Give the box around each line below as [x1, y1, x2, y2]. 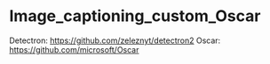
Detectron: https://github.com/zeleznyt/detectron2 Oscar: [9, 35, 221, 46]
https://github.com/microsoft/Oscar [9, 44, 139, 54]
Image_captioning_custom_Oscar [9, 6, 261, 26]
